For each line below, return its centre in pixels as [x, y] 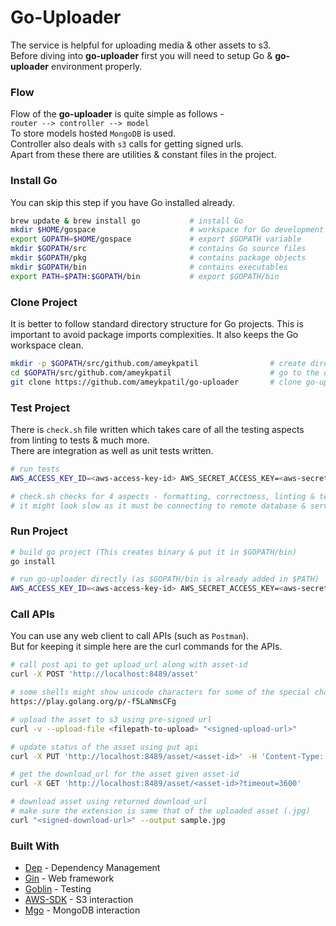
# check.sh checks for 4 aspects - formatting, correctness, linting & [162, 496]
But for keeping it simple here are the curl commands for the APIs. [146, 647]
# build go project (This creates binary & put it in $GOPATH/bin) [154, 552]
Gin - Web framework [69, 878]
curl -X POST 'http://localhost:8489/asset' [104, 674]
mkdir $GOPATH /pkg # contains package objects [158, 258]
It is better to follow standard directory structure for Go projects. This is [157, 323]
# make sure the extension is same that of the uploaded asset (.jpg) [160, 811]
